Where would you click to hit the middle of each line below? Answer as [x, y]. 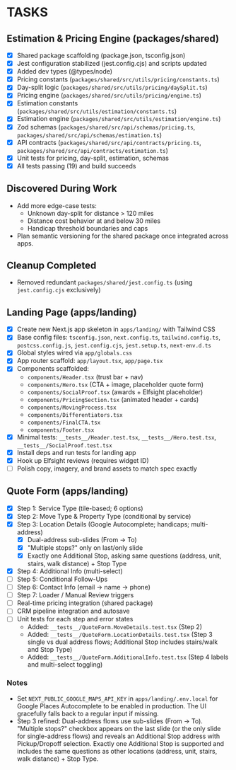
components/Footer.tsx [61, 430]
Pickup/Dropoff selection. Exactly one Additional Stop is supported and [120, 743]
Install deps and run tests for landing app [76, 452]
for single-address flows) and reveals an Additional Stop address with [118, 736]
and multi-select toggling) [65, 665]
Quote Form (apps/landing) [67, 492]
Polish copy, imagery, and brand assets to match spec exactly [107, 469]
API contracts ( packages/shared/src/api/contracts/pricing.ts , [109, 142]
